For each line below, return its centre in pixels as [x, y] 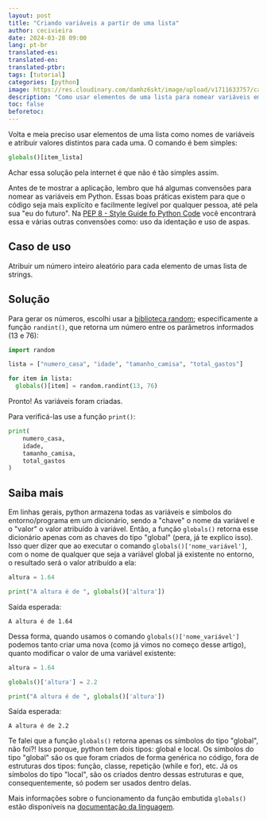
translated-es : [33, 52]
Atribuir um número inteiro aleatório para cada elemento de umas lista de [128, 266]
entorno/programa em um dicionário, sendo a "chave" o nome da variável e [132, 521]
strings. [21, 274]
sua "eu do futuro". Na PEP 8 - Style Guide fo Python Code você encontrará [132, 213]
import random [32, 350]
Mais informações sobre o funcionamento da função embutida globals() [127, 798]
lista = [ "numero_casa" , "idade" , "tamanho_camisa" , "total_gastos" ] [126, 364]
